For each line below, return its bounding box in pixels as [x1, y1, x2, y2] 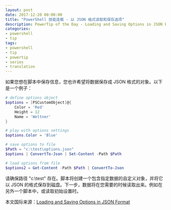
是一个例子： [5, 85, 32, 92]
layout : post [5, 7, 33, 13]
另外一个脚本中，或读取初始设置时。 [5, 188, 81, 194]
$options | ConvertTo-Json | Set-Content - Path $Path [5, 151, 122, 157]
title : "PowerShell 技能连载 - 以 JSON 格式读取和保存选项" [5, 17, 125, 22]
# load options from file [5, 161, 60, 166]
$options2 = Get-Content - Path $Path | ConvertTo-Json [5, 165, 124, 170]
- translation [5, 64, 36, 69]
